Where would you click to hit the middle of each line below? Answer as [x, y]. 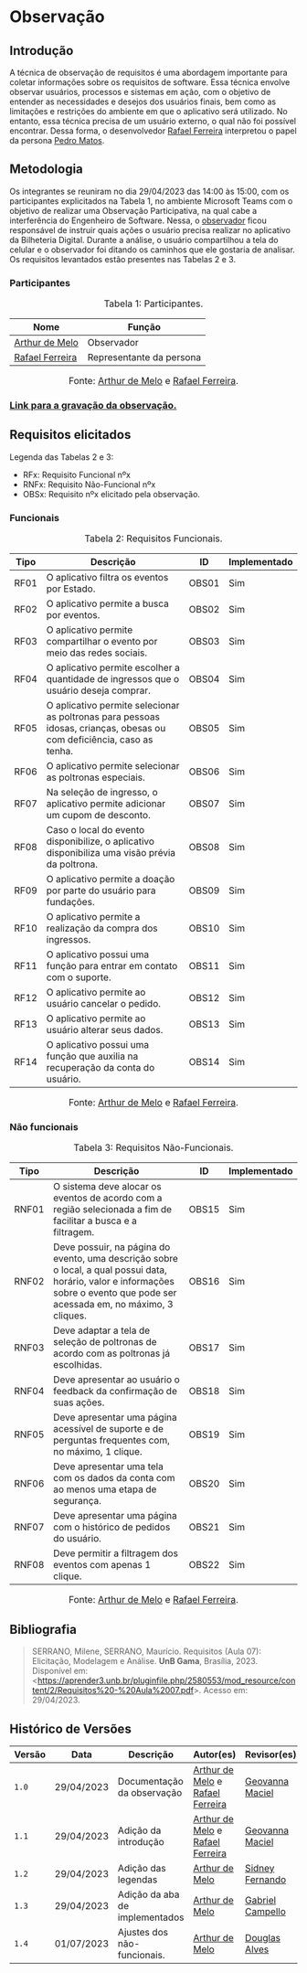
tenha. [60, 752]
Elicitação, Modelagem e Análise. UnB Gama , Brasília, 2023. [145, 1661]
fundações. [70, 902]
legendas [138, 1880]
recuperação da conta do [101, 1068]
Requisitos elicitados [70, 435]
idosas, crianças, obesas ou [106, 729]
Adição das [142, 1869]
